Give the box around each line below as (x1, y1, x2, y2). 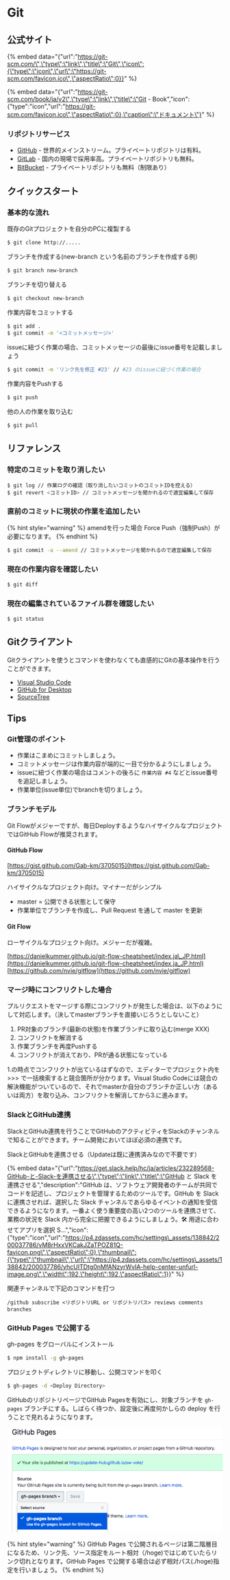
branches (7, 1306, 32, 1313)
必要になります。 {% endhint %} (7, 532, 98, 540)
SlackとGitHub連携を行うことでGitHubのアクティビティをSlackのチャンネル (7, 1127, 220, 1135)
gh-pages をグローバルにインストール (7, 1340, 114, 1349)
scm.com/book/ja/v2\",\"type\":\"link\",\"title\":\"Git (7, 95, 147, 103)
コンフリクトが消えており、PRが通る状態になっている (16, 1051, 168, 1059)
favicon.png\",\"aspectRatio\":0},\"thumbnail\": (7, 1248, 137, 1256)
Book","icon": (152, 95, 190, 103)
